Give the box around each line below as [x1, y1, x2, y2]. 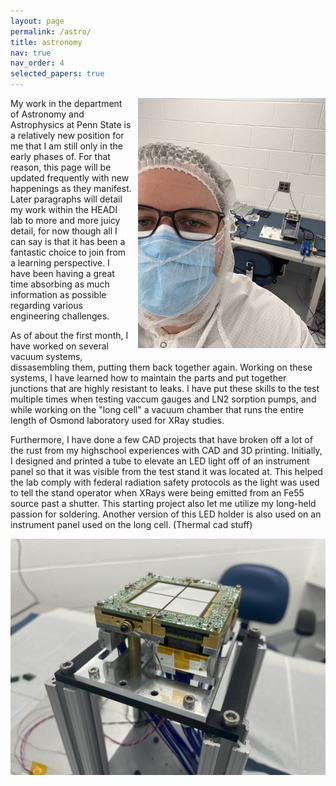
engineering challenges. [10, 310, 110, 322]
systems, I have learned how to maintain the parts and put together [10, 372, 287, 384]
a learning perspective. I [10, 257, 110, 269]
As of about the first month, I [10, 330, 129, 341]
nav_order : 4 [10, 58, 65, 69]
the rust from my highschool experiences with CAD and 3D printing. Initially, [10, 445, 323, 456]
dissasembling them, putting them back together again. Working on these [10, 361, 313, 373]
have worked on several [10, 340, 109, 352]
